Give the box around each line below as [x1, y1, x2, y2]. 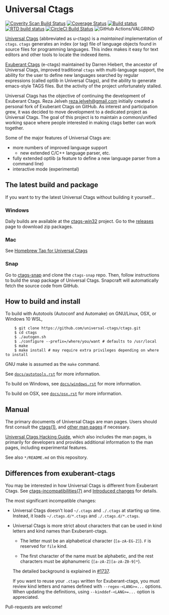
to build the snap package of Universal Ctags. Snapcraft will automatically [5, 277, 159, 283]
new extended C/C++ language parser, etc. [20, 150, 110, 156]
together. [5, 125, 24, 131]
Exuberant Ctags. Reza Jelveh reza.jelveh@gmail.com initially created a [5, 98, 154, 104]
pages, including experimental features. [5, 445, 88, 451]
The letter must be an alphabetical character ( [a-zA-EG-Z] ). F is [20, 538, 151, 544]
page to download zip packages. [5, 224, 73, 230]
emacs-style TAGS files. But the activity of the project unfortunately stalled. [5, 82, 162, 89]
